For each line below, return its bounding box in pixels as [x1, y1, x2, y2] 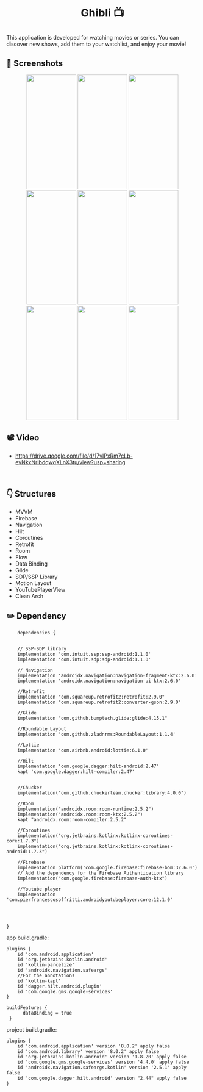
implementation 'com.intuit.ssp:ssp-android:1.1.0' [17, 652, 151, 658]
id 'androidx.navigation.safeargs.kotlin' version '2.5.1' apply [17, 1065, 187, 1071]
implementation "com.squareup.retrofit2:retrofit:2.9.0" [17, 694, 165, 700]
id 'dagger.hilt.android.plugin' [17, 983, 102, 990]
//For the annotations [17, 972, 75, 979]
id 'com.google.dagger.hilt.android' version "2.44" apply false [17, 1076, 187, 1082]
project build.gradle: [6, 1026, 57, 1033]
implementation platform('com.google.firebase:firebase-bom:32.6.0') [17, 865, 198, 871]
